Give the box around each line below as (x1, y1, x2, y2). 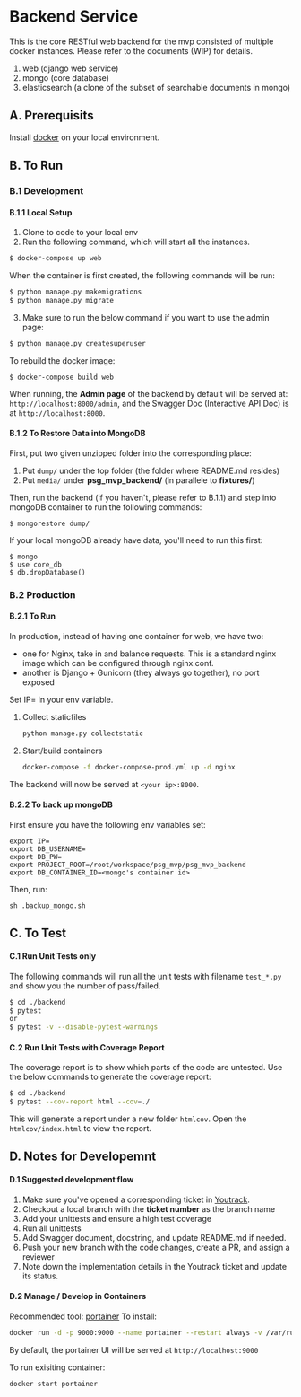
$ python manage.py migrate (9, 296, 115, 305)
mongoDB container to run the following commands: (9, 501, 202, 513)
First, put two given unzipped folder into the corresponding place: (9, 447, 253, 459)
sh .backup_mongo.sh (9, 901, 87, 910)
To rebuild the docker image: (9, 355, 116, 365)
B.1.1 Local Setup (9, 206, 73, 217)
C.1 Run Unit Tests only (9, 951, 97, 962)
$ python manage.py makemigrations (9, 287, 142, 297)
